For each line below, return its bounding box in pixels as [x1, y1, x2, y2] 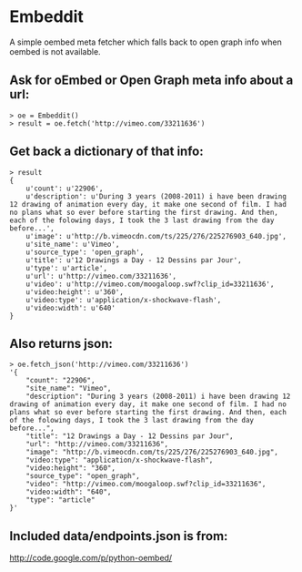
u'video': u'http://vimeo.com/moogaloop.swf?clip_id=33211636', [25, 280, 275, 289]
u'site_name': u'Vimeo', [25, 240, 120, 249]
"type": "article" [25, 495, 96, 505]
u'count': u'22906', [25, 184, 104, 193]
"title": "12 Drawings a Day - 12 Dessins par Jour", [25, 432, 234, 441]
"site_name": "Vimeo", [25, 384, 112, 393]
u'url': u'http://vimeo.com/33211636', [25, 271, 177, 281]
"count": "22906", [25, 376, 96, 385]
